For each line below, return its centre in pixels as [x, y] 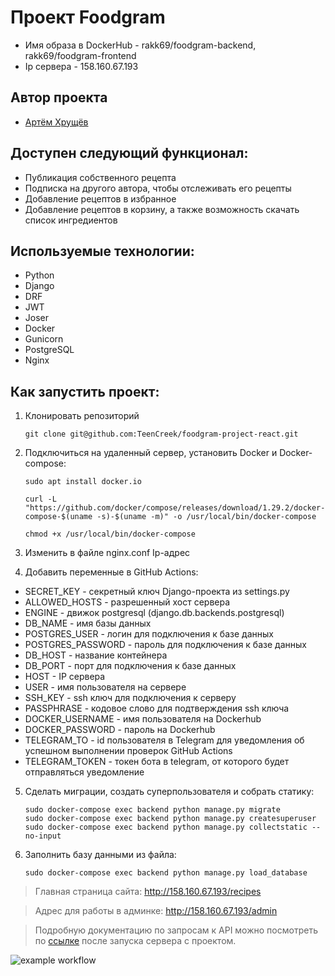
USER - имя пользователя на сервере [105, 687]
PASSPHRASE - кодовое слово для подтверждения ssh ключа [157, 708]
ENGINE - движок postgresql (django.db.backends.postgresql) [154, 613]
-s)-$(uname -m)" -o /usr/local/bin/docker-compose [206, 517]
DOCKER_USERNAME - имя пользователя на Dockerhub [143, 719]
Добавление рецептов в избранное [100, 198]
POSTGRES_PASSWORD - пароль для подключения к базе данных [165, 645]
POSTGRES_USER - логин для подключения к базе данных [149, 634]
